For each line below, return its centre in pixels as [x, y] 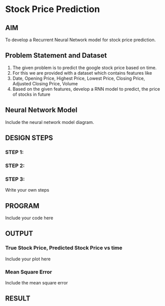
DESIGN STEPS [29, 138]
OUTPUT [19, 234]
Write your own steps [27, 190]
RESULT [18, 299]
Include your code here [29, 218]
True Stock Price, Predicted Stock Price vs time [64, 248]
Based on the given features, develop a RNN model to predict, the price [86, 89]
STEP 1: [15, 152]
